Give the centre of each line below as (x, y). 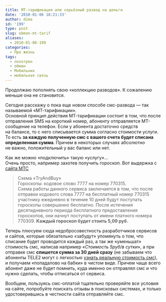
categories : (18, 47)
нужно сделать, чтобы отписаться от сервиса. (56, 273)
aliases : (14, 38)
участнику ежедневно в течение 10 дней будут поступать (80, 199)
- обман (18, 66)
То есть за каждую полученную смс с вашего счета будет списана (79, 137)
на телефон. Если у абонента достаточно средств (85, 126)
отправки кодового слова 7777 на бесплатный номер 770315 (84, 194)
